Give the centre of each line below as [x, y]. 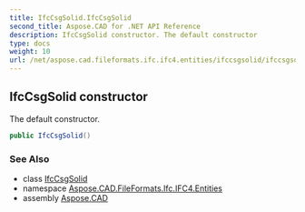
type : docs [30, 43]
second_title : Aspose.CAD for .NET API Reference [105, 26]
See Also [30, 158]
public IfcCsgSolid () [50, 136]
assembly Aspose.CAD [65, 197]
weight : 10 [30, 52]
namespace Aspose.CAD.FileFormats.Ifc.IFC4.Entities [122, 188]
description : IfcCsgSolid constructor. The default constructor [133, 35]
